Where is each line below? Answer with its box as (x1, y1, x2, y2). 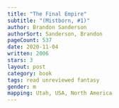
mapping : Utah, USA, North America (7, 90, 113, 97)
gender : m (7, 83, 37, 90)
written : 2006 (7, 50, 50, 58)
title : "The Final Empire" (7, 10, 87, 18)
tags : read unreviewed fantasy (7, 76, 100, 84)
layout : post (7, 63, 46, 70)
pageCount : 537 (7, 37, 52, 44)
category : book (7, 70, 52, 77)
